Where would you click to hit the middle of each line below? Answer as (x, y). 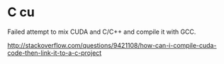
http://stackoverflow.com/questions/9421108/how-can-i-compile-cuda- (112, 45)
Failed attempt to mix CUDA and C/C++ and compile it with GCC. (102, 32)
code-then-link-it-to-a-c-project (55, 53)
